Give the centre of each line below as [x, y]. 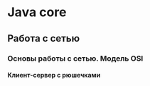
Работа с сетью [44, 38]
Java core [37, 12]
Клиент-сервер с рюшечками [54, 75]
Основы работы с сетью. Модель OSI [75, 59]
